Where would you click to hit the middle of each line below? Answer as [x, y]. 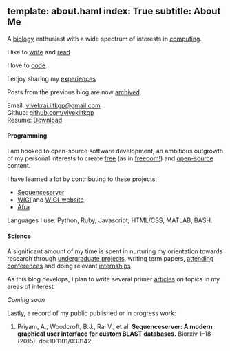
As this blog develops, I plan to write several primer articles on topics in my [114, 279]
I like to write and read [39, 52]
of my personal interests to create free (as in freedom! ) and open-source [110, 158]
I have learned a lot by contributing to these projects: [82, 179]
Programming [27, 136]
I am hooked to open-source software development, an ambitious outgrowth [115, 151]
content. [19, 166]
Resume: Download [35, 120]
